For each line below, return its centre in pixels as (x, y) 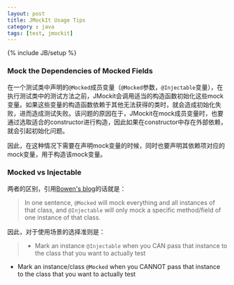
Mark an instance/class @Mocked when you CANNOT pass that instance (119, 266)
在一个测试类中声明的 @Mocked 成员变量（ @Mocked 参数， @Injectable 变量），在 (115, 87)
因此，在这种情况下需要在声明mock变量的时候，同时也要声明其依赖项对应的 (116, 145)
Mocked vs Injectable (44, 173)
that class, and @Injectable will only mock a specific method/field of (123, 210)
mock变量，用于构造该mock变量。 (57, 154)
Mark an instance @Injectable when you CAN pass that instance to (131, 245)
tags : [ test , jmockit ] (40, 33)
